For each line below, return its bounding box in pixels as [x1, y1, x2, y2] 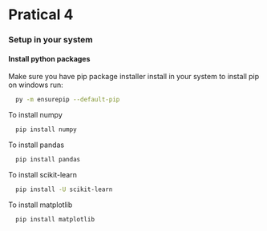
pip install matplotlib [15, 215, 95, 223]
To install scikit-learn [8, 169, 78, 179]
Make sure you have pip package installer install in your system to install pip [8, 72, 260, 82]
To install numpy [8, 110, 63, 120]
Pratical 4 [8, 6, 74, 24]
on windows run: [8, 80, 64, 90]
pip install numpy [15, 125, 78, 133]
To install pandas [8, 140, 65, 149]
